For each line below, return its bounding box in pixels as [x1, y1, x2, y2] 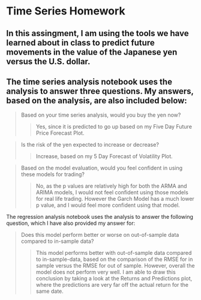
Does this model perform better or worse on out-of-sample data [20, 231, 179, 239]
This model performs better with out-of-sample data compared [35, 249, 192, 257]
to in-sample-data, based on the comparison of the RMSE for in [35, 256, 193, 263]
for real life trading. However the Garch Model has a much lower [35, 195, 195, 203]
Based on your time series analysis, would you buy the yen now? [20, 111, 181, 118]
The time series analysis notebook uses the [6, 76, 173, 87]
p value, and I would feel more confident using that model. [35, 201, 180, 209]
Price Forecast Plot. [35, 129, 85, 136]
